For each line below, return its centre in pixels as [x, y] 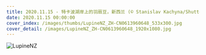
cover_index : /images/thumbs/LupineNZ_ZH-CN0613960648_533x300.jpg [94, 23]
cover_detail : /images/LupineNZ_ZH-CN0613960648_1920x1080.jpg [89, 29]
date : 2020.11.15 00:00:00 [41, 18]
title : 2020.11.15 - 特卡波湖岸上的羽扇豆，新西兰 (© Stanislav [84, 12]
